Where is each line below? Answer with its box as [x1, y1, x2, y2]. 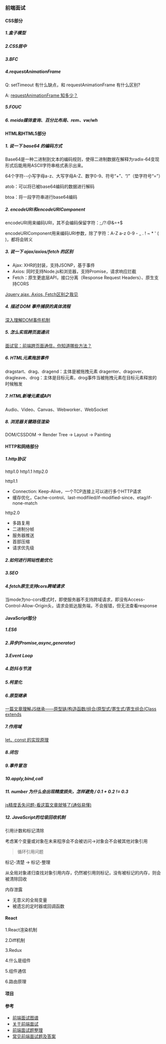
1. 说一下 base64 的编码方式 [5, 143, 63, 149]
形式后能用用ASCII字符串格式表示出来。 [5, 162, 86, 168]
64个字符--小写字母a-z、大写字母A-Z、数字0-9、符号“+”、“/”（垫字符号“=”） [5, 173, 163, 179]
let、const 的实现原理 [5, 737, 49, 743]
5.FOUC [5, 104, 22, 110]
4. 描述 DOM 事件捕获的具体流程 [5, 303, 71, 309]
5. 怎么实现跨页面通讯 [5, 329, 49, 335]
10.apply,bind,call [5, 775, 43, 781]
